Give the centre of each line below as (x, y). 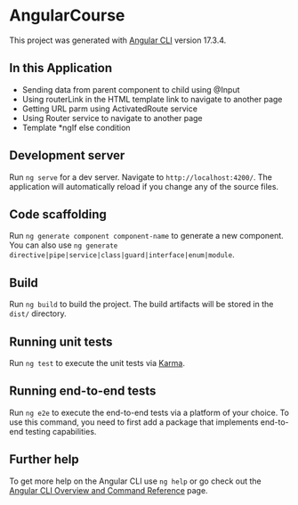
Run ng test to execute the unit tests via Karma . (97, 363)
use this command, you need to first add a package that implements (134, 422)
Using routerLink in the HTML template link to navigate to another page (152, 99)
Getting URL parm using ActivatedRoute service (110, 109)
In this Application (61, 68)
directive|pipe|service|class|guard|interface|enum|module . (122, 255)
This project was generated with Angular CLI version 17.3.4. (118, 40)
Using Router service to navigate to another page (112, 118)
